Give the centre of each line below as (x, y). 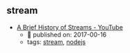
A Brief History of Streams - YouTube (70, 27)
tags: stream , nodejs (56, 42)
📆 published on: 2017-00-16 (67, 34)
